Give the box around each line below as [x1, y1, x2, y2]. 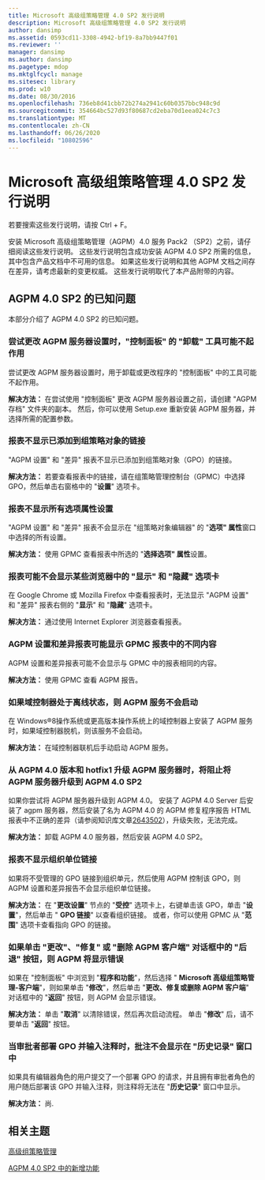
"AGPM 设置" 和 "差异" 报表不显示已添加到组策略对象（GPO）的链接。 [8, 455, 237, 464]
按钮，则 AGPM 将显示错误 [22, 953, 124, 964]
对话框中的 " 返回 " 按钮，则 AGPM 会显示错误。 [8, 992, 161, 1001]
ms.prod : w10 [8, 85, 51, 93]
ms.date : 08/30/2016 [8, 92, 77, 100]
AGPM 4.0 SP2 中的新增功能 [8, 1163, 100, 1173]
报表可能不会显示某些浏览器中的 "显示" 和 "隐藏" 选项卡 [8, 571, 219, 582]
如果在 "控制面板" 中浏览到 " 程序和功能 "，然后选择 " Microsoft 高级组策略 [8, 972, 248, 982]
